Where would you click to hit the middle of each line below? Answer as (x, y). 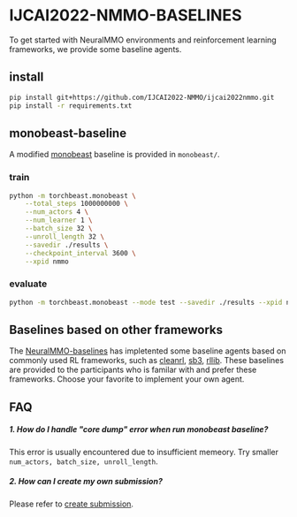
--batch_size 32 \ (59, 229)
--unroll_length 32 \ (65, 236)
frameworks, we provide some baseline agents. (95, 49)
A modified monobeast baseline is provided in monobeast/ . (114, 155)
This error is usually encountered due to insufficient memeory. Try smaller (144, 452)
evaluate (28, 284)
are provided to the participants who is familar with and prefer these (133, 370)
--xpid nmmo (47, 262)
